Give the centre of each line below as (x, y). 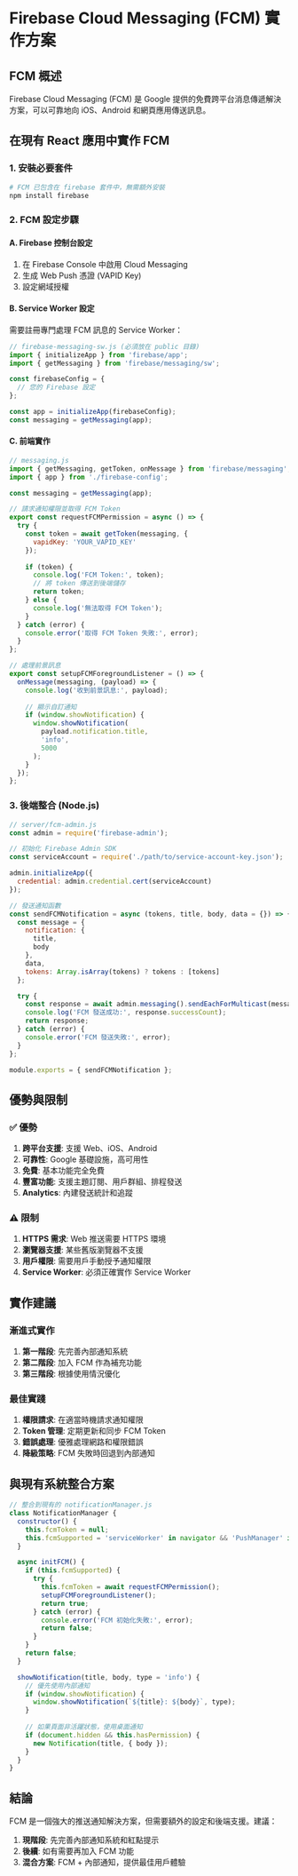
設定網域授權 (45, 286)
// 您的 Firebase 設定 (56, 387)
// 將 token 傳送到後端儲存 (79, 584)
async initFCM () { (51, 1562)
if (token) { (49, 567)
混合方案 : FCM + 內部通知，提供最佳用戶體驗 (104, 1863)
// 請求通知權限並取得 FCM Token (65, 509)
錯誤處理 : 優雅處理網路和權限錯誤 (82, 1442)
